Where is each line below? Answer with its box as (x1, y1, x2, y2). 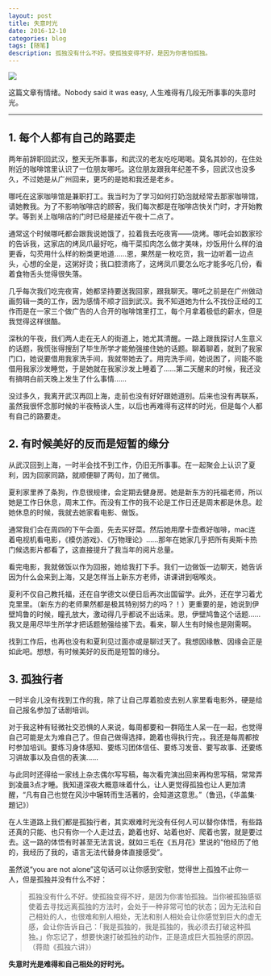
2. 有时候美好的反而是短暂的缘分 (8, 437, 169, 451)
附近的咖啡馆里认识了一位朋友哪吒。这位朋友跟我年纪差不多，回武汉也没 (8, 164, 248, 173)
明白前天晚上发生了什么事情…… (22, 373, 127, 383)
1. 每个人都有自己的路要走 (8, 131, 135, 145)
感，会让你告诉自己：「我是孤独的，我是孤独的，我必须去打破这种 (27, 922, 244, 932)
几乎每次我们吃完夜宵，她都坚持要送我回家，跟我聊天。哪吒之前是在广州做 (8, 286, 256, 295)
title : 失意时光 (8, 19, 58, 27)
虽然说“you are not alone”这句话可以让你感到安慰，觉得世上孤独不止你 (8, 865, 242, 874)
